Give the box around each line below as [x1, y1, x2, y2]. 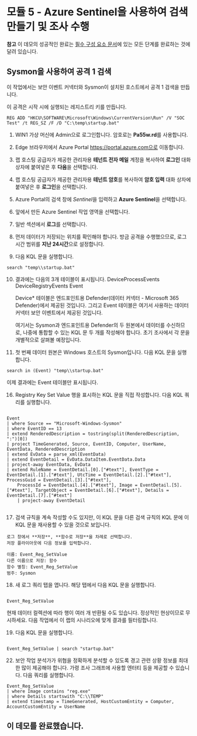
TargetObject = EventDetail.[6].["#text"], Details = [35, 487, 169, 493]
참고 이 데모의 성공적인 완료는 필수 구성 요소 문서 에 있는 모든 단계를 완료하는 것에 [6, 40, 191, 48]
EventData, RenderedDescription [6, 446, 85, 452]
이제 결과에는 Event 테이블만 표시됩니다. [6, 379, 99, 386]
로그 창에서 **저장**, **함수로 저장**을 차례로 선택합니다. [6, 534, 133, 540]
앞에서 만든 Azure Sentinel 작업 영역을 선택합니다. [15, 208, 130, 215]
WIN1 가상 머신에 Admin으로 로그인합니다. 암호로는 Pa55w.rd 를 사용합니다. [15, 131, 188, 138]
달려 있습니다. [6, 48, 39, 55]
